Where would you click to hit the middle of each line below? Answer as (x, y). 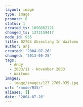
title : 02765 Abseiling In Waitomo (42, 42)
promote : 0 (16, 19)
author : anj (17, 46)
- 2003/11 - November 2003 (37, 70)
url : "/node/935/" (24, 88)
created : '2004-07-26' (28, 51)
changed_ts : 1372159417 (30, 33)
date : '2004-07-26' (25, 97)
